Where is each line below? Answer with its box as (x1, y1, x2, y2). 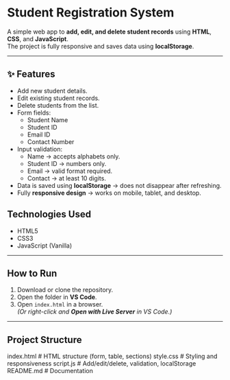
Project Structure (7, 334, 82, 346)
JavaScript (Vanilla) (16, 241, 73, 250)
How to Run (7, 268, 57, 279)
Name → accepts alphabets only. (27, 152, 120, 161)
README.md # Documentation (7, 367, 94, 375)
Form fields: (16, 108, 51, 117)
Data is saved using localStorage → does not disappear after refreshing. (16, 181, 222, 189)
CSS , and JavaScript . (7, 34, 68, 43)
